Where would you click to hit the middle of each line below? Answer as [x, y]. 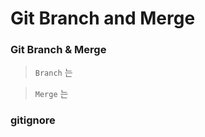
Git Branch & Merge [58, 50]
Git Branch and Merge [103, 18]
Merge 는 [51, 94]
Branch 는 [53, 73]
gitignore [33, 120]
